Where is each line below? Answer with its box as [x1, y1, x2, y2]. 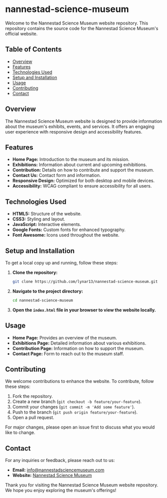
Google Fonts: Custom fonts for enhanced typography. [12, 226, 126, 233]
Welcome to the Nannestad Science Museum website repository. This [5, 20, 149, 26]
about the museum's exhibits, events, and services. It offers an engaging [5, 123, 155, 129]
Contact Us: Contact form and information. [12, 172, 101, 178]
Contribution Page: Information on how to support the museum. [12, 345, 145, 351]
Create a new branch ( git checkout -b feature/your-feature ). [12, 398, 142, 404]
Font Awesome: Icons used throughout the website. [12, 232, 120, 238]
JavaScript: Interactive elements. [12, 221, 81, 227]
